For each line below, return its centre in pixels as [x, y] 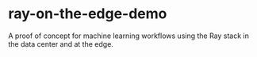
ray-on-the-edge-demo [88, 14]
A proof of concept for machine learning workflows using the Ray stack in [129, 36]
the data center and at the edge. [61, 44]
